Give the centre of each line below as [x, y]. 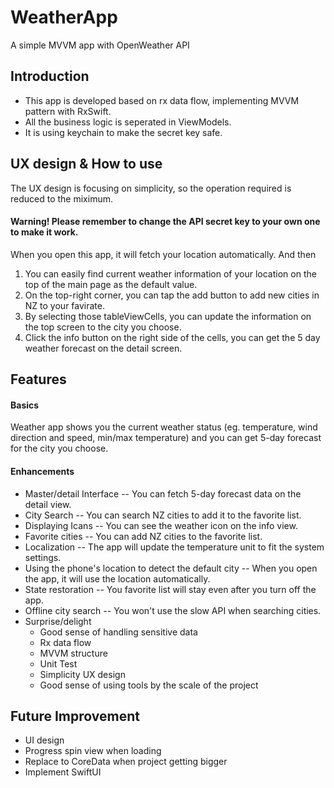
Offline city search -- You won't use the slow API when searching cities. [173, 610]
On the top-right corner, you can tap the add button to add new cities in [172, 295]
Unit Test [58, 663]
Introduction [50, 76]
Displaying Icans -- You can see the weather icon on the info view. [161, 525]
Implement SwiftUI [63, 772]
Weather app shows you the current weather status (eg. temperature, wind [164, 427]
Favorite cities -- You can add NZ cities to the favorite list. [143, 536]
